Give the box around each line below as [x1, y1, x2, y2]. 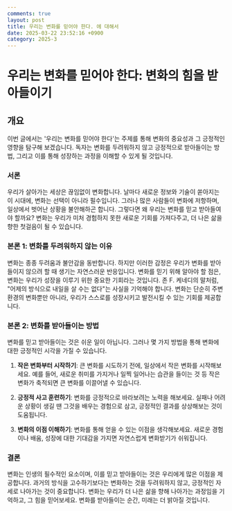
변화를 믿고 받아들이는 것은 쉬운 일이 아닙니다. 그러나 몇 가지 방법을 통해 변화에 [7, 338, 220, 346]
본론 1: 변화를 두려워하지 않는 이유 [7, 242, 113, 251]
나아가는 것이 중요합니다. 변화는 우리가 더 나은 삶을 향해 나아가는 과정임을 [19, 487, 218, 496]
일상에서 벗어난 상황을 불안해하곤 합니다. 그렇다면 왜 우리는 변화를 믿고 [7, 205, 197, 213]
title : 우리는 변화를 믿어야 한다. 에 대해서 [7, 23, 119, 30]
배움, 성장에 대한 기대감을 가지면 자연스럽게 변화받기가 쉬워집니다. [30, 434, 208, 442]
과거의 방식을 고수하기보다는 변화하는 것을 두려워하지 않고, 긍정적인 [33, 478, 215, 487]
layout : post [7, 17, 45, 24]
